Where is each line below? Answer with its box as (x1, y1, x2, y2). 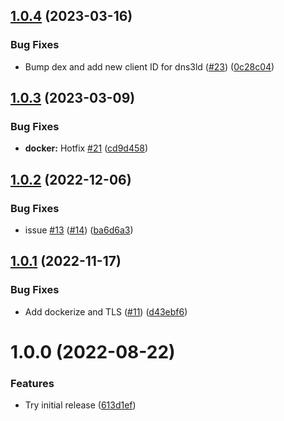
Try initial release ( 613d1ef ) (24, 399, 137, 411)
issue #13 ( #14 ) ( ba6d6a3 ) (24, 224, 134, 236)
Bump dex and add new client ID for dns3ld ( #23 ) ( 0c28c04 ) (24, 60, 275, 73)
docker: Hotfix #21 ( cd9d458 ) (24, 142, 149, 154)
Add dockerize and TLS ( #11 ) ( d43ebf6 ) (24, 305, 188, 318)
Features (10, 376, 55, 390)
